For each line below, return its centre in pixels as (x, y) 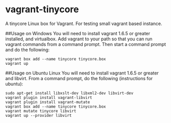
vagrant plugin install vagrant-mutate (48, 102)
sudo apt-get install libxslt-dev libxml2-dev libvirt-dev (69, 93)
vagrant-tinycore (42, 9)
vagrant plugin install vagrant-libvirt (49, 97)
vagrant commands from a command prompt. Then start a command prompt (86, 44)
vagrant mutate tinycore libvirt (41, 111)
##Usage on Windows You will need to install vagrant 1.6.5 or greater (78, 33)
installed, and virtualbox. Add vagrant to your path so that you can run (79, 39)
